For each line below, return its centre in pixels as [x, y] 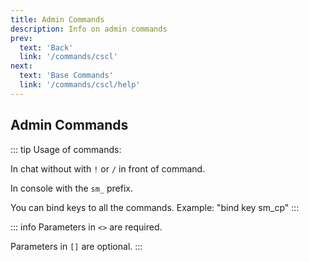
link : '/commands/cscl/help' [80, 85]
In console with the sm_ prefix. [71, 188]
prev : [21, 38]
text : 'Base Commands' [66, 76]
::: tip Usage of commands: [66, 149]
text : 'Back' [46, 47]
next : [21, 66]
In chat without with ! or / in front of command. [108, 168]
